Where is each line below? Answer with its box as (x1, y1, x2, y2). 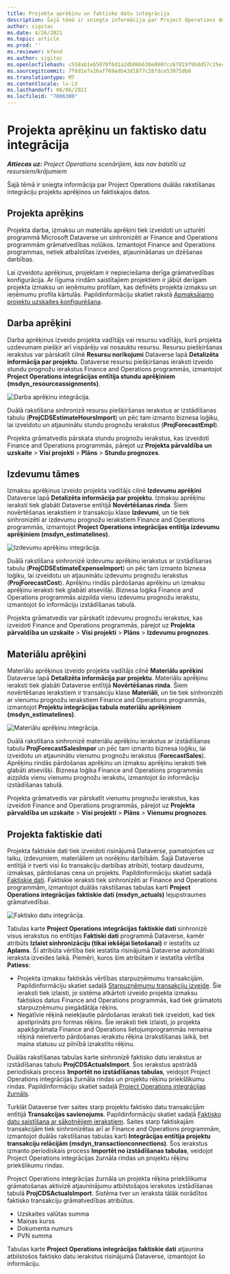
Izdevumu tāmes (7, 468, 80, 480)
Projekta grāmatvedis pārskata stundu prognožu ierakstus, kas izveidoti (7, 434, 209, 442)
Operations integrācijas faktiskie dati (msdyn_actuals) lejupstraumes (7, 890, 207, 899)
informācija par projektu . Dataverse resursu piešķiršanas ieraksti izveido (7, 358, 214, 366)
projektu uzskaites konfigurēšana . (7, 297, 103, 305)
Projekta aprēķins (7, 207, 84, 220)
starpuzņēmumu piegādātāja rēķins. (16, 1004, 118, 1011)
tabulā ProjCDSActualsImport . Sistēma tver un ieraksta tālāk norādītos (7, 1189, 207, 1197)
